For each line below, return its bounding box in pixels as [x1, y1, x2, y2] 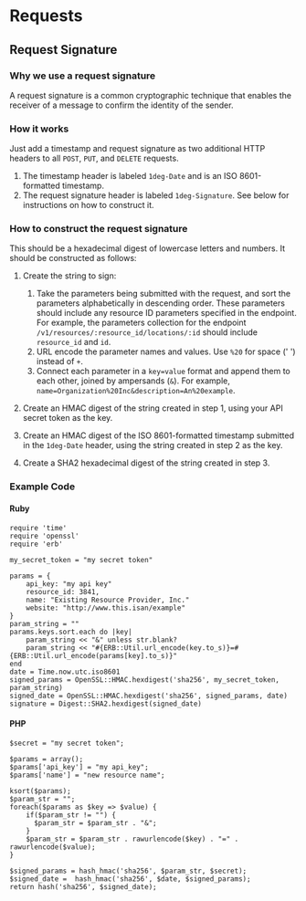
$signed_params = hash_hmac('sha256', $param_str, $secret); [9, 866, 248, 875]
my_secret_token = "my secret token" [9, 555, 153, 564]
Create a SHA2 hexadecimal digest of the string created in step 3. [22, 457, 270, 468]
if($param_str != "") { [26, 810, 117, 820]
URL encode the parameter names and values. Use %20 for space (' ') [36, 346, 296, 357]
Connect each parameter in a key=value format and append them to [36, 366, 290, 377]
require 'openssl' [9, 531, 79, 540]
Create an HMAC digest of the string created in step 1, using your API [22, 403, 283, 414]
